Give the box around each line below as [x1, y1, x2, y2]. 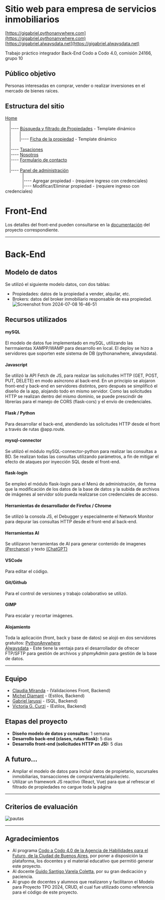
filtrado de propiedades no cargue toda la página [12, 784, 111, 789]
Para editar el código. [5, 568, 49, 574]
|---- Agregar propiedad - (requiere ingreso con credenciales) [22, 178, 148, 184]
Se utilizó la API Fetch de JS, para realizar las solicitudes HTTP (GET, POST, [5, 372, 159, 379]
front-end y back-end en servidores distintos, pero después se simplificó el [5, 383, 158, 389]
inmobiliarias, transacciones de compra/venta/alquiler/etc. [12, 773, 130, 779]
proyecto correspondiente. [5, 227, 59, 233]
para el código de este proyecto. [12, 889, 79, 895]
